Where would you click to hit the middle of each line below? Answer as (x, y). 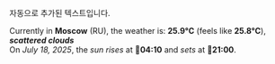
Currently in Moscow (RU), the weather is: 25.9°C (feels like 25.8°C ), (138, 31)
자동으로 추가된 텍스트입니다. (60, 13)
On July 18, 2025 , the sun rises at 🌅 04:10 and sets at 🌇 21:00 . (123, 50)
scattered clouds (42, 40)
